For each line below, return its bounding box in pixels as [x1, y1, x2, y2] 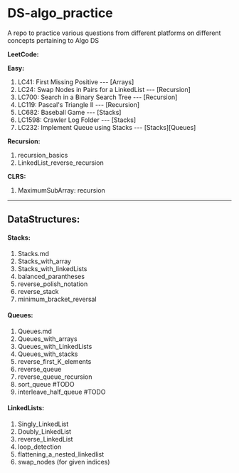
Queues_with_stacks [17, 350, 78, 358]
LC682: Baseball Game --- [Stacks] [17, 108, 122, 116]
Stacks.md [17, 249, 50, 258]
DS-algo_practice [7, 5, 114, 21]
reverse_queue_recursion [17, 372, 92, 381]
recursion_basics [17, 151, 68, 159]
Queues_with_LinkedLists [17, 342, 92, 350]
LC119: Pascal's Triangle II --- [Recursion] [17, 100, 140, 108]
